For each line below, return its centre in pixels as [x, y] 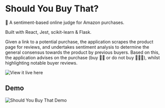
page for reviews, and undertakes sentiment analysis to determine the [77, 47]
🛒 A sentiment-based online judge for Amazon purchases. [65, 22]
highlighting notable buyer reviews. [41, 63]
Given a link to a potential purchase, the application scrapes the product [79, 42]
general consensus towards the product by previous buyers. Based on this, [82, 52]
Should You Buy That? [52, 9]
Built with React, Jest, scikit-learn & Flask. [48, 32]
